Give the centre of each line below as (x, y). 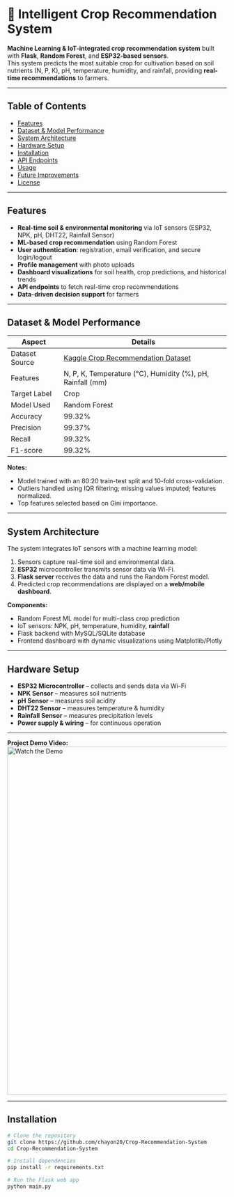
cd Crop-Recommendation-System (53, 1148)
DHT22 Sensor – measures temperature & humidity (91, 708)
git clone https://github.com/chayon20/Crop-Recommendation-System (107, 1142)
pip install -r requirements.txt (56, 1168)
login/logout (34, 257)
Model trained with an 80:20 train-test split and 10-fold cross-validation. (120, 481)
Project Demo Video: (38, 743)
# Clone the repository (42, 1135)
